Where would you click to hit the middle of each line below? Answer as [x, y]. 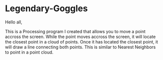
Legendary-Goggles [47, 9]
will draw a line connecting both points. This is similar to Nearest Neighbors [81, 47]
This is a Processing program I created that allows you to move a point [75, 31]
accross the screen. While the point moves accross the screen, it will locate [81, 37]
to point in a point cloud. [29, 52]
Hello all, [14, 22]
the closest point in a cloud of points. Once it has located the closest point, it [81, 41]
